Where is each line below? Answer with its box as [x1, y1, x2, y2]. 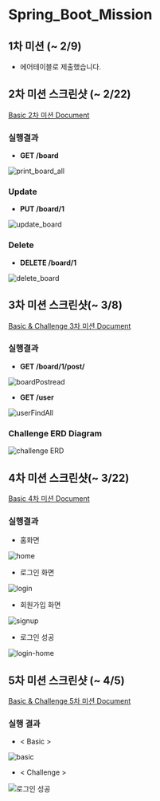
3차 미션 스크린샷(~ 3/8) [8, 298, 123, 312]
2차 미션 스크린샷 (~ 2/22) [8, 88, 131, 101]
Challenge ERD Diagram [8, 428, 102, 439]
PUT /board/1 [19, 204, 65, 214]
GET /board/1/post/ [19, 361, 85, 371]
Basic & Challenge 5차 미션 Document [8, 696, 131, 706]
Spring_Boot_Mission [8, 6, 153, 24]
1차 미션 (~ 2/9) [8, 39, 82, 53]
